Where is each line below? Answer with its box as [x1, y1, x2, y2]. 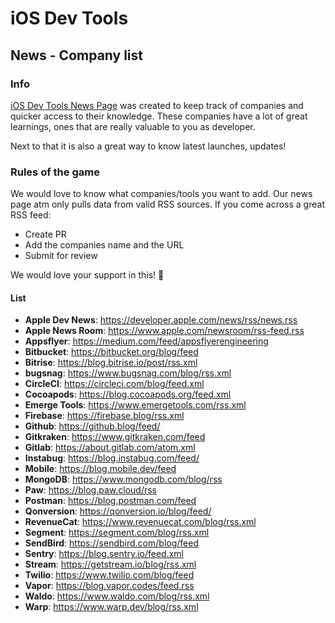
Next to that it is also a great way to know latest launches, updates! [10, 140, 287, 152]
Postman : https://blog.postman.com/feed [24, 495, 197, 507]
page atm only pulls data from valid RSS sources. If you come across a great [10, 198, 325, 211]
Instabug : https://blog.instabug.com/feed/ [24, 452, 200, 464]
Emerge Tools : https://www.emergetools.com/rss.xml [24, 399, 247, 411]
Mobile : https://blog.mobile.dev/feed [24, 463, 177, 475]
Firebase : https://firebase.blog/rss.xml [24, 410, 185, 422]
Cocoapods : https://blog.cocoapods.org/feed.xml [24, 388, 232, 401]
